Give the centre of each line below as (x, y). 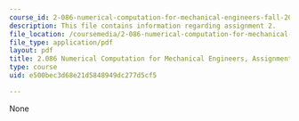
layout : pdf (31, 51)
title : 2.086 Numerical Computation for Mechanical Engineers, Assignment (151, 59)
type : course (33, 68)
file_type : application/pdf (61, 42)
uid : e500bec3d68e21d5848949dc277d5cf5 (83, 76)
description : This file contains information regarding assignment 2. (143, 26)
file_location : (37, 34)
